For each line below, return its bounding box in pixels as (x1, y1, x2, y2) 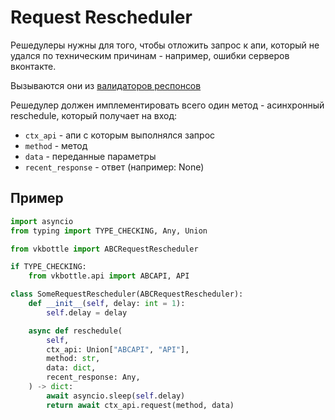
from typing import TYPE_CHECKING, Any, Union (10, 226, 208, 236)
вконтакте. (10, 60, 57, 72)
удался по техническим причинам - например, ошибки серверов (10, 49, 290, 61)
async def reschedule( (28, 326, 123, 336)
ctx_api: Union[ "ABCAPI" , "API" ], (46, 344, 190, 355)
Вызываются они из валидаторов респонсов (10, 79, 202, 91)
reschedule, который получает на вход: (10, 109, 178, 121)
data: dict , (46, 363, 97, 373)
